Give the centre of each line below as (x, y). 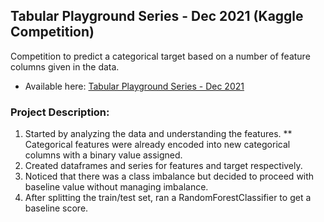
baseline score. (56, 208)
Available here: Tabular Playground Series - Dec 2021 (134, 86)
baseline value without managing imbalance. (116, 187)
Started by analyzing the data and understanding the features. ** (158, 134)
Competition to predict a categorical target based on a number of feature (160, 56)
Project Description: (60, 112)
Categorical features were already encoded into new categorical (157, 145)
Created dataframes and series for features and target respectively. (163, 166)
